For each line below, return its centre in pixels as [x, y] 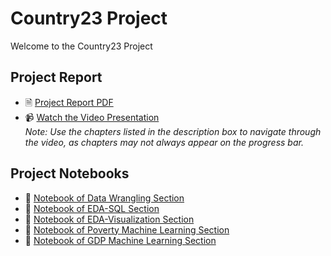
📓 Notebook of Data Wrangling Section [104, 198]
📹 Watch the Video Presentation [92, 117]
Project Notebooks [70, 173]
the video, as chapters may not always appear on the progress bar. [164, 142]
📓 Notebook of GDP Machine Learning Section [120, 240]
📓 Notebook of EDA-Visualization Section [109, 219]
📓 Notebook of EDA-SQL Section [92, 208]
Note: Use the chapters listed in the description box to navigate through [173, 131]
